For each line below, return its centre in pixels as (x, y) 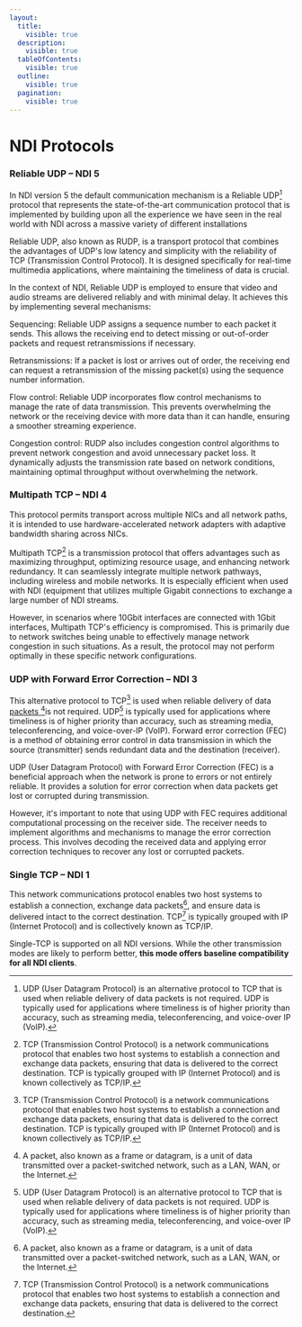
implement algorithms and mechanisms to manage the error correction (140, 832)
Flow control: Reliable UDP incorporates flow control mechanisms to (136, 397)
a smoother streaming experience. (73, 426)
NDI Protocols (62, 146)
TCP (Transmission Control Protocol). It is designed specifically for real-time (151, 260)
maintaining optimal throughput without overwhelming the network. (134, 471)
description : (42, 43)
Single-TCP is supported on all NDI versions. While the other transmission (146, 943)
